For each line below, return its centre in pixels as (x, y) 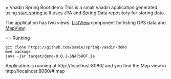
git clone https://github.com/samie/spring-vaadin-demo (66, 47)
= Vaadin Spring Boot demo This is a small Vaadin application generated (81, 7)
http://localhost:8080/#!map (35, 71)
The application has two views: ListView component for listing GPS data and (86, 23)
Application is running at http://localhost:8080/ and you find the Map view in (86, 65)
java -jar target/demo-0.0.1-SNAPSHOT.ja (50, 56)
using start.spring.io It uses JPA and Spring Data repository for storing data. (85, 13)
